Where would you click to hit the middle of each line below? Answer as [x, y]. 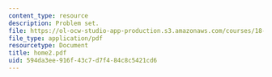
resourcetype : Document [49, 46]
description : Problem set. [54, 23]
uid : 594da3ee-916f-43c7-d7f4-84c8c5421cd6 [83, 61]
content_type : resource [49, 16]
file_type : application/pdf [56, 38]
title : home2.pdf [38, 53]
